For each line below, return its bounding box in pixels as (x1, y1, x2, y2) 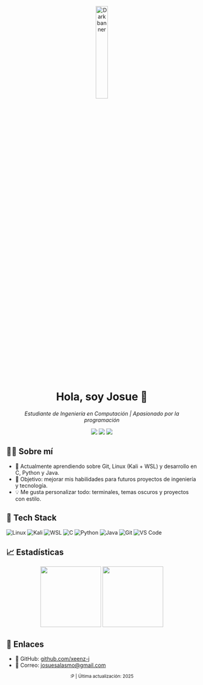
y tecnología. (15, 482, 48, 489)
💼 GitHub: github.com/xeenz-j (15, 655, 90, 663)
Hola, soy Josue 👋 (56, 390, 148, 404)
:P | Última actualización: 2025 (70, 673, 134, 680)
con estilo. (15, 495, 41, 503)
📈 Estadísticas (6, 547, 64, 557)
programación (84, 416, 120, 424)
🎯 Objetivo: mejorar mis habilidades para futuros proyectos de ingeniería (15, 475, 196, 483)
